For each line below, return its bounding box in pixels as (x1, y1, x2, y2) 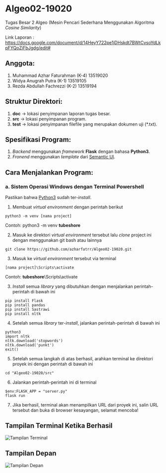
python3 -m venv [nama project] (5, 214, 72, 219)
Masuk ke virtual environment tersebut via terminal (12, 256, 116, 262)
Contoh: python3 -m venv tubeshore (5, 222, 81, 228)
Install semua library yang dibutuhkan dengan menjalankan (12, 283, 133, 289)
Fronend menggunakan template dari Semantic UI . (12, 154, 115, 160)
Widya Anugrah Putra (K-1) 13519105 (12, 77, 87, 83)
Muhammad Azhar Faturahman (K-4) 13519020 (12, 72, 108, 78)
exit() (5, 347, 19, 352)
